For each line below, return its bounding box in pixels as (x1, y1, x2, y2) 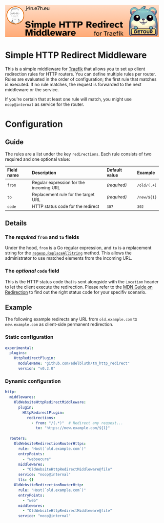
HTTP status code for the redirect (32, 203, 99, 209)
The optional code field (5, 268, 60, 274)
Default (106, 167, 122, 173)
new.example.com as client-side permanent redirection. (5, 322, 114, 327)
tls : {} (18, 477, 34, 482)
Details (5, 219, 27, 227)
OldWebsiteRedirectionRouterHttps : (14, 441, 86, 446)
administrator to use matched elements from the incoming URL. (5, 255, 133, 261)
